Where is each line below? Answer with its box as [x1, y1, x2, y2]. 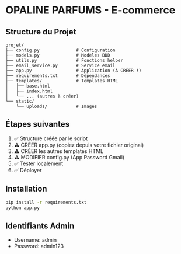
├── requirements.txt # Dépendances [5, 73, 110, 79]
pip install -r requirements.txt [5, 199, 87, 205]
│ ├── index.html [5, 88, 53, 94]
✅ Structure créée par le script [13, 135, 88, 142]
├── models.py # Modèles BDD [5, 53, 110, 58]
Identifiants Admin [5, 221, 75, 231]
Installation [5, 184, 47, 194]
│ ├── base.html [5, 83, 50, 89]
